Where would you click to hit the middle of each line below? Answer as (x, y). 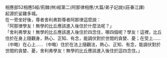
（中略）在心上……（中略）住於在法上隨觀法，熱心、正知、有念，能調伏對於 (83, 44)
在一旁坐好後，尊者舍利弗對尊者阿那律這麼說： (53, 20)
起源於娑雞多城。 (23, 13)
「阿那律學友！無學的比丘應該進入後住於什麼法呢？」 (60, 26)
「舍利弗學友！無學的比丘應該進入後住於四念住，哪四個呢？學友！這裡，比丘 (83, 32)
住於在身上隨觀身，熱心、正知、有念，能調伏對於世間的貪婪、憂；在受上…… (83, 38)
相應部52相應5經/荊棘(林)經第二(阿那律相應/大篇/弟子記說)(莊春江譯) (75, 7)
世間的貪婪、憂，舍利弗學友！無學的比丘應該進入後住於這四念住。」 (74, 51)
